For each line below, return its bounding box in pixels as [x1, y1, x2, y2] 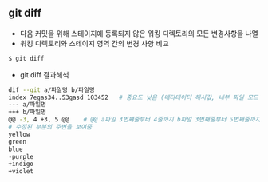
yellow [8, 130, 30, 138]
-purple [8, 152, 34, 160]
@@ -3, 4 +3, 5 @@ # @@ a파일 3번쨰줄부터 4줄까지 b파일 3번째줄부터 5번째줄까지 [8, 116, 261, 124]
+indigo [8, 160, 34, 168]
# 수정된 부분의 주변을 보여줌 [8, 123, 93, 131]
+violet [8, 168, 34, 176]
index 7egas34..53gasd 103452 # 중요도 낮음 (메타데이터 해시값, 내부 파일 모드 [8, 93, 259, 101]
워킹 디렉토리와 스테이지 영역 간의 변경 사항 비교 [19, 38, 169, 48]
